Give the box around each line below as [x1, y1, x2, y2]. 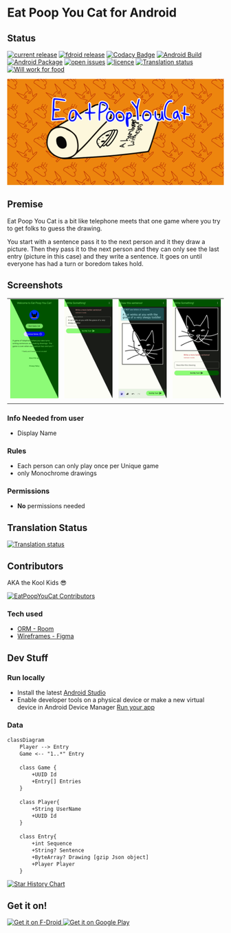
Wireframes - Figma [16, 632, 74, 641]
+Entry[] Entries [32, 778, 81, 785]
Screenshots [7, 279, 63, 291]
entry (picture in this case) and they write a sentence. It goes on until [7, 252, 203, 260]
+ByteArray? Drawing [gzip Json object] [32, 854, 149, 861]
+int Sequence [32, 840, 72, 847]
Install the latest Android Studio [16, 688, 107, 697]
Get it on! [7, 900, 47, 912]
